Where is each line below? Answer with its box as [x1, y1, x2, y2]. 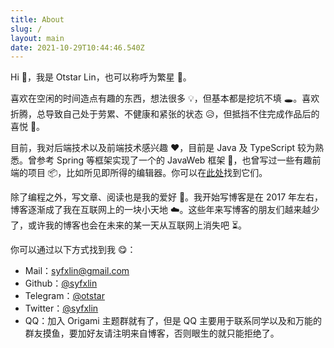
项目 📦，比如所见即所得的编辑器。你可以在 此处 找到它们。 [27, 167, 268, 179]
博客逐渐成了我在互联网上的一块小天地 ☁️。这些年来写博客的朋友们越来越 [10, 204, 312, 216]
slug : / [10, 24, 43, 34]
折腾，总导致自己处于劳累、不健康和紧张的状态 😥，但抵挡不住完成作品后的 [10, 108, 320, 120]
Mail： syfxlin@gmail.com [24, 265, 130, 277]
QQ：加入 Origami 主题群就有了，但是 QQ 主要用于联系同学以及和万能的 [24, 315, 322, 327]
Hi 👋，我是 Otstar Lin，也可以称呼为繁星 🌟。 [10, 71, 192, 83]
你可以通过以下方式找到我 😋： [10, 244, 137, 256]
